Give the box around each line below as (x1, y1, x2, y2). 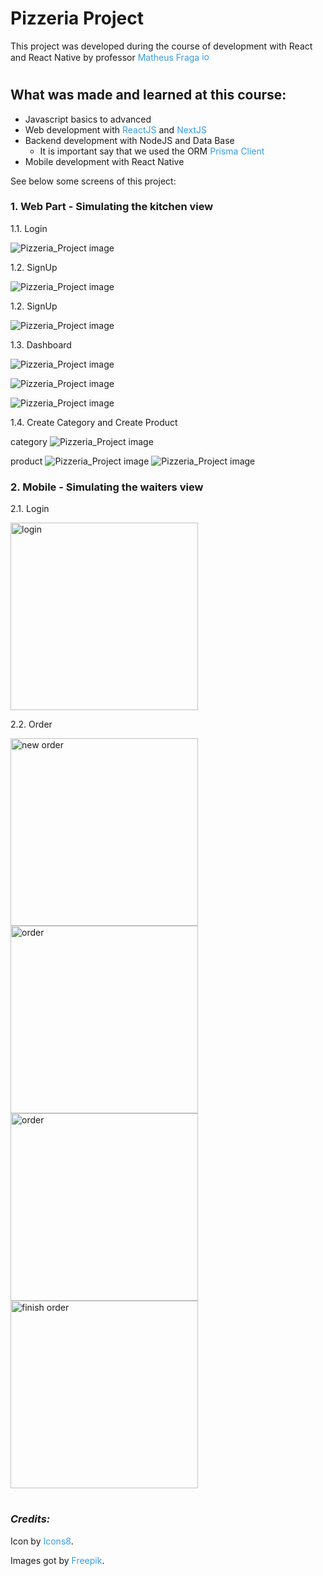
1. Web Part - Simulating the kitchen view (10, 200, 214, 214)
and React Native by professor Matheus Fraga (10, 51, 200, 63)
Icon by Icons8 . (10, 1535, 74, 1547)
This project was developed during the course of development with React (10, 40, 313, 52)
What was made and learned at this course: (10, 87, 287, 104)
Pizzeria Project (10, 7, 144, 30)
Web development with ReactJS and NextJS (24, 123, 207, 136)
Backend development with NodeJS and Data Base (24, 134, 235, 146)
